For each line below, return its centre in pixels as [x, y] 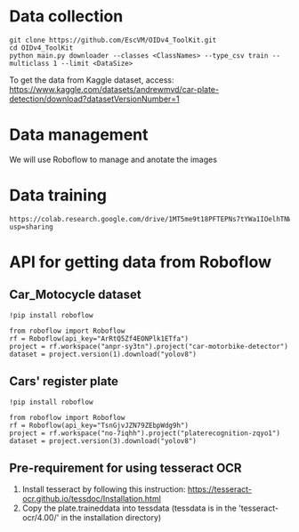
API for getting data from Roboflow [140, 262]
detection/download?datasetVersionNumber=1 [94, 99]
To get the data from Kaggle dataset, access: [92, 80]
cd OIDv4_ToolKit [41, 48]
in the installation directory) [111, 518]
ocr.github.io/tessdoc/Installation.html [92, 499]
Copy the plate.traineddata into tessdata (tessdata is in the [129, 508]
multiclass [29, 63]
